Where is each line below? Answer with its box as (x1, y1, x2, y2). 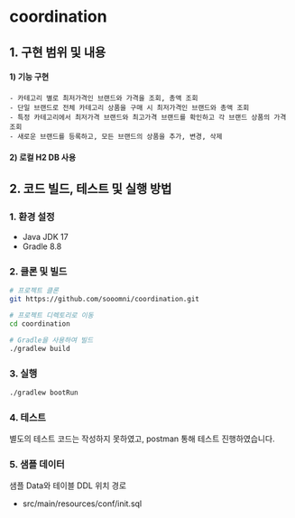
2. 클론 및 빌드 (9, 264, 68, 277)
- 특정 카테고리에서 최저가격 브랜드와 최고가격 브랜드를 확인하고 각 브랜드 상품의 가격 (9, 113, 287, 122)
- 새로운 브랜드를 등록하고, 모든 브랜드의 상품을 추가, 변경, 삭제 (9, 132, 223, 141)
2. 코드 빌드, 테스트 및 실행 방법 (9, 180, 172, 196)
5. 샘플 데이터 (9, 458, 65, 470)
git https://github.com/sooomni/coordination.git (9, 295, 200, 304)
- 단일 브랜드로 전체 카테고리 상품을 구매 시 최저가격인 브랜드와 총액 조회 (9, 103, 250, 112)
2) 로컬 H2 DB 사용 (9, 152, 77, 163)
